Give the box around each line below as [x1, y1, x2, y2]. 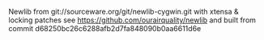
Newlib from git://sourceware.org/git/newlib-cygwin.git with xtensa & [8, 7, 239, 16]
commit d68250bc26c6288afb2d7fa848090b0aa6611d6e [8, 24, 202, 33]
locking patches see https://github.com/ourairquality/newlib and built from [8, 15, 257, 25]
